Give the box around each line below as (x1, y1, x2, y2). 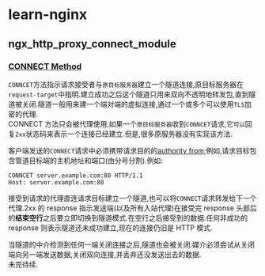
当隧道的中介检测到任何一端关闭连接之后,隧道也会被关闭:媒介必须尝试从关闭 (8, 240, 256, 249)
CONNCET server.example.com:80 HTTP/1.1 (8, 172, 144, 180)
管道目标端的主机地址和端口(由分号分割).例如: (14, 156, 164, 165)
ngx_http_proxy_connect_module (8, 37, 176, 51)
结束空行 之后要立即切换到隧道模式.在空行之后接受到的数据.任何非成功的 (15, 213, 248, 222)
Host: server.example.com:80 (8, 178, 104, 187)
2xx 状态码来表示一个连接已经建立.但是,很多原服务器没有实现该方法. (15, 129, 233, 138)
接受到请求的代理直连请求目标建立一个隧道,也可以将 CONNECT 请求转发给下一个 (8, 193, 257, 202)
